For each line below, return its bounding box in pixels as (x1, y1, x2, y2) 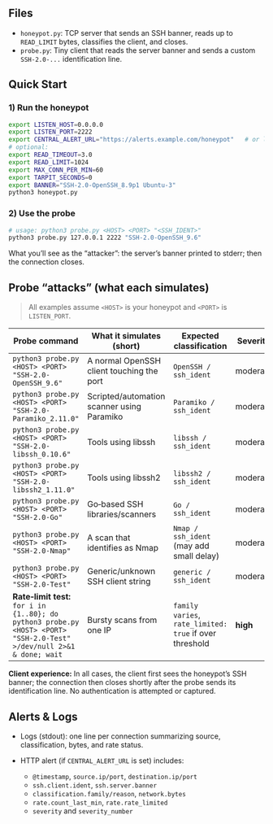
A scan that (86, 532, 131, 543)
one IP (86, 625, 112, 636)
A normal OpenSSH (86, 355, 161, 367)
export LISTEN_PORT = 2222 (8, 128, 93, 137)
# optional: (8, 143, 49, 151)
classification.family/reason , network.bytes (32, 788, 187, 798)
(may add (173, 540, 210, 552)
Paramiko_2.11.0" (12, 414, 80, 424)
